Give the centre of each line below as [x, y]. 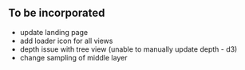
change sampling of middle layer [73, 57]
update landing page [54, 32]
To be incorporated [57, 13]
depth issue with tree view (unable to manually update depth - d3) [128, 49]
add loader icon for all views [66, 41]
